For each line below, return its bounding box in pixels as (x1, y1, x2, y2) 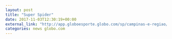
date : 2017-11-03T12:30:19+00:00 (5, 17, 77, 22)
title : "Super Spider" (5, 12, 54, 17)
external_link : (5, 21, 38, 27)
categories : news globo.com (5, 26, 66, 31)
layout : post (5, 7, 33, 13)
